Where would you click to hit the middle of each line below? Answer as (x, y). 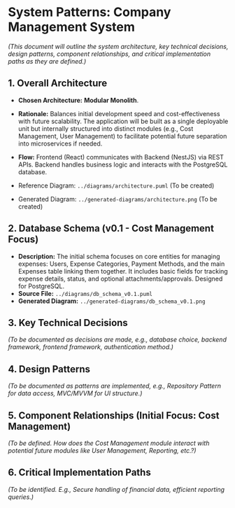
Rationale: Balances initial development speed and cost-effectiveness (119, 113)
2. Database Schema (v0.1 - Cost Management (111, 228)
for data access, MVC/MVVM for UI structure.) (75, 393)
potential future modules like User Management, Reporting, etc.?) (102, 451)
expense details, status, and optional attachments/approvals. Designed (120, 278)
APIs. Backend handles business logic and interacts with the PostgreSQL (123, 164)
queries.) (21, 497)
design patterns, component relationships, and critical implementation (109, 54)
